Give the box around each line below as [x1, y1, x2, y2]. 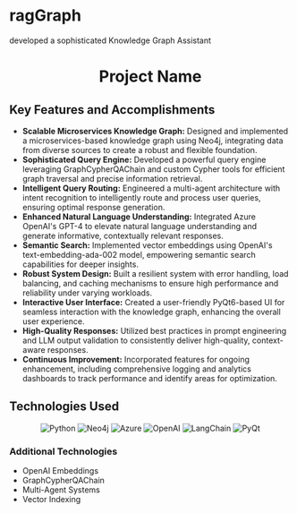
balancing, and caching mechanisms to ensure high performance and [21, 278, 279, 288]
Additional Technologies [9, 445, 118, 457]
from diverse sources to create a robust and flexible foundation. [21, 144, 258, 155]
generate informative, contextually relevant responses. [21, 230, 224, 241]
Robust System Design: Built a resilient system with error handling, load [21, 268, 289, 278]
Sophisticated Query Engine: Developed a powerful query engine [21, 154, 267, 165]
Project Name [98, 66, 202, 87]
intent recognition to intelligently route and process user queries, [21, 192, 261, 202]
